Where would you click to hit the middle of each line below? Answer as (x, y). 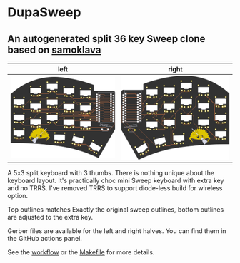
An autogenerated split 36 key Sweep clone (106, 39)
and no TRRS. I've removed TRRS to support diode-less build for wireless (115, 188)
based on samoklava (54, 50)
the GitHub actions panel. (45, 239)
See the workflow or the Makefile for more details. (81, 252)
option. (18, 196)
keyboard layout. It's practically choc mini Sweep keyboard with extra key (116, 181)
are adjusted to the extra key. (50, 217)
